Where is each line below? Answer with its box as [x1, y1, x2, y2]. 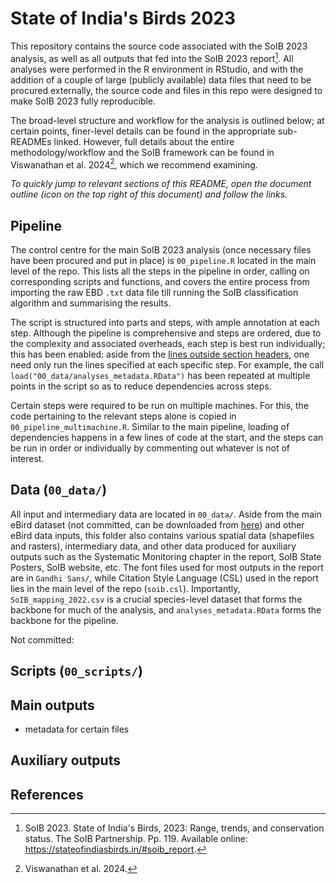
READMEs [10, 135, 52, 147]
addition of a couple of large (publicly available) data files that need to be [10, 73, 312, 86]
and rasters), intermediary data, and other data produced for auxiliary [10, 540, 297, 552]
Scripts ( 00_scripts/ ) [10, 663, 143, 680]
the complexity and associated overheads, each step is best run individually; [10, 338, 326, 350]
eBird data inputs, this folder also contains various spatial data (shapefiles [10, 529, 315, 541]
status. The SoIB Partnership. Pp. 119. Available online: [24, 833, 248, 845]
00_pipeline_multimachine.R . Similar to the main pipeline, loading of [10, 421, 290, 433]
